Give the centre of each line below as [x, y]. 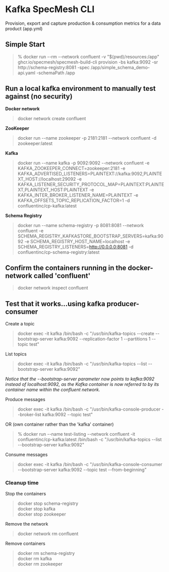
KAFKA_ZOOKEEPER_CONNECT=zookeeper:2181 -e [71, 168]
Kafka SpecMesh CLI [50, 9]
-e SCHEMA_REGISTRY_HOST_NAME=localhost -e [77, 241]
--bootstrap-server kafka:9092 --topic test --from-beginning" [82, 470]
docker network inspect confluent [53, 288]
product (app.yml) [24, 28]
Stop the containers [26, 494]
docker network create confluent [52, 118]
